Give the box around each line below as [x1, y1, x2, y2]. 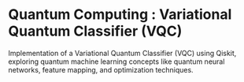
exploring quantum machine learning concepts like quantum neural [8, 57, 225, 66]
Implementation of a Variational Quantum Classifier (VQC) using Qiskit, [8, 48, 237, 58]
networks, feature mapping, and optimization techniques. [8, 65, 194, 74]
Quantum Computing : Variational [8, 6, 232, 24]
